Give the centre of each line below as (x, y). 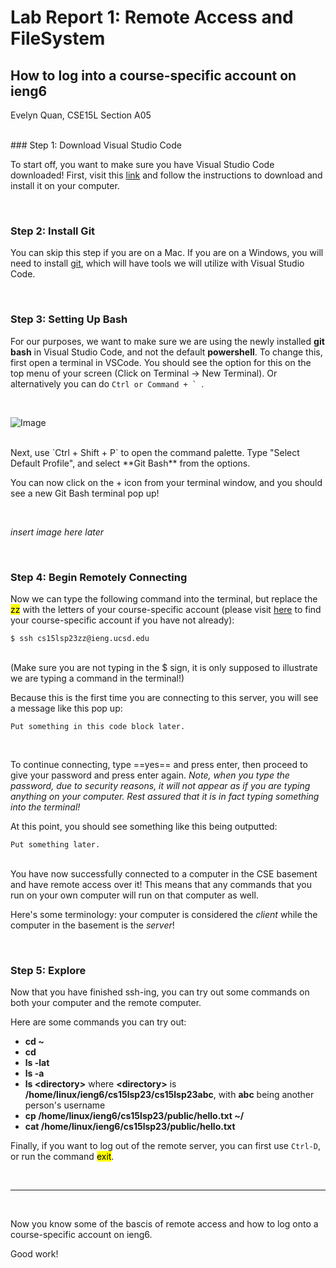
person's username (65, 1105)
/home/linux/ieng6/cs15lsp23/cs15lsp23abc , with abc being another (169, 1095)
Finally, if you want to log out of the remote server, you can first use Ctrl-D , (165, 1146)
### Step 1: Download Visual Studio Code (96, 145)
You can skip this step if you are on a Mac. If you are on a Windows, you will (167, 253)
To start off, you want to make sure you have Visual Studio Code (142, 164)
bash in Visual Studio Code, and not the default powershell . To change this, (166, 352)
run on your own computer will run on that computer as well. (134, 895)
